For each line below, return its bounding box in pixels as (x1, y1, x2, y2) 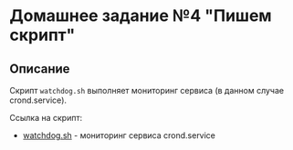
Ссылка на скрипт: (9, 113, 83, 123)
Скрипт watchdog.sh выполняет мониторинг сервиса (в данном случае (9, 85, 285, 95)
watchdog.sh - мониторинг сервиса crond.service (22, 130, 216, 141)
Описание (9, 61, 70, 76)
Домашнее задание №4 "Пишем (9, 5, 272, 26)
